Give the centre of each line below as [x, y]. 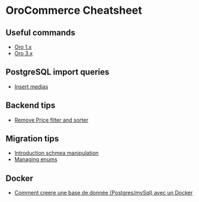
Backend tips [31, 105]
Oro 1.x [23, 47]
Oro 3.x [23, 53]
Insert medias [31, 86]
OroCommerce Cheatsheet [74, 10]
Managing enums [36, 159]
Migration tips [32, 139]
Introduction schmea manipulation [56, 153]
